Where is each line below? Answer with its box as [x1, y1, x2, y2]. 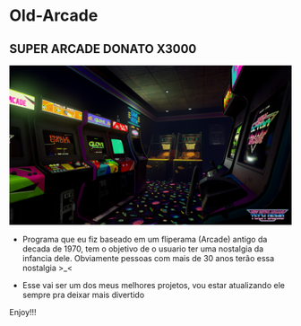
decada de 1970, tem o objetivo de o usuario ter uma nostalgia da [21, 243, 264, 254]
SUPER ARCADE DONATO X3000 [9, 41, 197, 57]
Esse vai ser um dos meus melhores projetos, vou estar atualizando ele [21, 279, 285, 290]
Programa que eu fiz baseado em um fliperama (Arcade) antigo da [21, 233, 268, 244]
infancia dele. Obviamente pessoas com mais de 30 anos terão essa [21, 252, 275, 263]
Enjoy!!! [9, 306, 38, 317]
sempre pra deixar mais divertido [21, 289, 145, 300]
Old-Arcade [9, 5, 99, 26]
